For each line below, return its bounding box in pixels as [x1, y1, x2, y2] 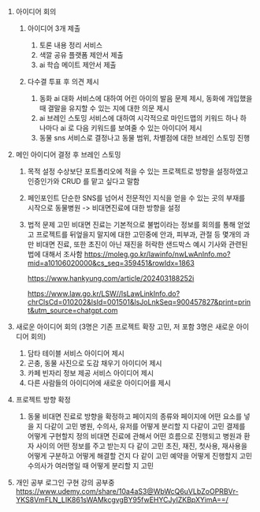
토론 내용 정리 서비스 [39, 40, 103, 50]
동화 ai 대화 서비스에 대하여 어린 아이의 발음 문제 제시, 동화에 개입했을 [39, 94, 253, 103]
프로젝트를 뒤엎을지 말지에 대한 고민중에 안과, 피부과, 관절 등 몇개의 [35, 230, 242, 239]
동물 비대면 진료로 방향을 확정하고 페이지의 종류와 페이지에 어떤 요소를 [27, 412, 243, 420]
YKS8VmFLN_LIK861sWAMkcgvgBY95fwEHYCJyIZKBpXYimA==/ [15, 495, 228, 504]
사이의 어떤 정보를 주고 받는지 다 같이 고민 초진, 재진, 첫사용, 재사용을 [35, 441, 248, 450]
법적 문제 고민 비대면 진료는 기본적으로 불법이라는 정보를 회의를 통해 [27, 220, 236, 229]
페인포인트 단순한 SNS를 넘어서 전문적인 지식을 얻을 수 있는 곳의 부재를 [27, 193, 246, 203]
